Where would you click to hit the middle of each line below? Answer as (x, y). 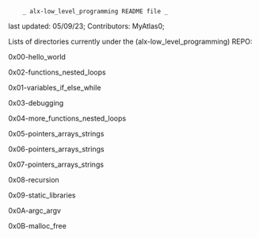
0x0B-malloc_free (38, 226)
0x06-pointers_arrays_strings (56, 149)
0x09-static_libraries (42, 195)
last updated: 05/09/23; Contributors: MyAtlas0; (86, 26)
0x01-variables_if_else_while (55, 88)
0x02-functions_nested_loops (57, 72)
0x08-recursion (34, 180)
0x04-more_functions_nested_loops (67, 118)
